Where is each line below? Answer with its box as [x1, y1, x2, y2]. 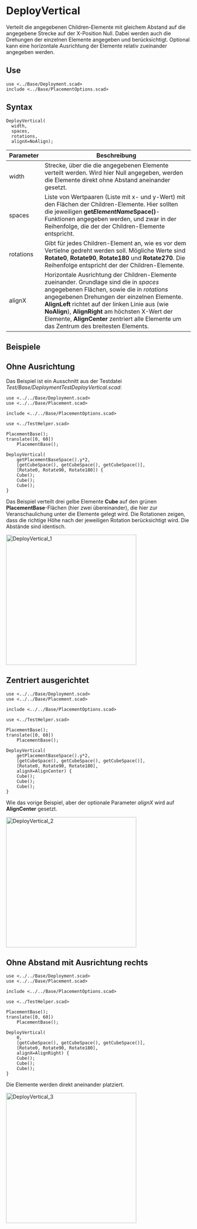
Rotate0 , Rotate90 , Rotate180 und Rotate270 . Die [44, 254, 186, 262]
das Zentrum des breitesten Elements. [44, 322, 150, 330]
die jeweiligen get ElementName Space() [44, 207, 157, 216]
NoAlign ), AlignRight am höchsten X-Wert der [44, 307, 173, 315]
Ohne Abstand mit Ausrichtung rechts [6, 958, 148, 968]
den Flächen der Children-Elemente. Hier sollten [44, 200, 178, 208]
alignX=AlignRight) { [16, 1050, 69, 1056]
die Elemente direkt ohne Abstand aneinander [44, 176, 171, 184]
